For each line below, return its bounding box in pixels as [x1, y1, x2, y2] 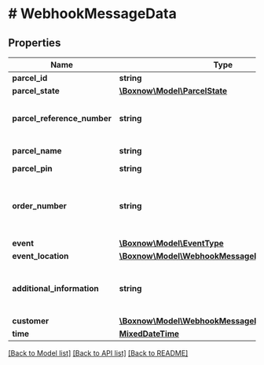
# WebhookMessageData [8, 5, 177, 23]
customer [12, 315, 49, 326]
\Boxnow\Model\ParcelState [119, 86, 228, 96]
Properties [8, 36, 61, 50]
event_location [12, 251, 69, 261]
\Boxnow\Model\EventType [119, 238, 224, 249]
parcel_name [12, 146, 62, 156]
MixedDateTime [119, 328, 179, 339]
